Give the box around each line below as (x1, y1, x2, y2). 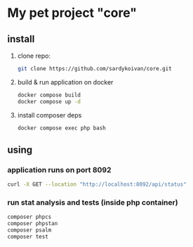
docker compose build (17, 91, 81, 99)
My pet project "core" (7, 5, 138, 21)
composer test (7, 233, 49, 240)
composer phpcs (7, 213, 52, 221)
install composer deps (17, 110, 82, 119)
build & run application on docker (17, 77, 114, 86)
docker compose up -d (17, 98, 81, 105)
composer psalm (7, 227, 52, 234)
